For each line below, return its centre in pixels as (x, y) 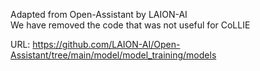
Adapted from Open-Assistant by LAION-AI (99, 14)
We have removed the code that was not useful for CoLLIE (130, 25)
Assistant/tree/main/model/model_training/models (113, 55)
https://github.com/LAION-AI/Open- (106, 44)
